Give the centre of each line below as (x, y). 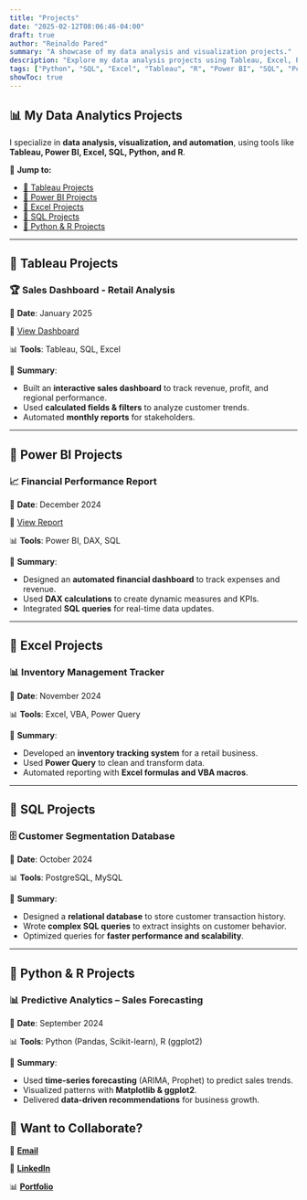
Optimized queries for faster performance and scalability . (133, 936)
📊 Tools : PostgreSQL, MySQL (66, 877)
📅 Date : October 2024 (51, 859)
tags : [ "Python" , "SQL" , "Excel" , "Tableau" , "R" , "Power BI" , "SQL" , (147, 69)
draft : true (32, 35)
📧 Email (24, 1150)
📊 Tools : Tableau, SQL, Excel (65, 349)
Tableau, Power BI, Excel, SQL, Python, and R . (97, 152)
